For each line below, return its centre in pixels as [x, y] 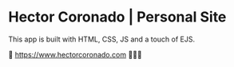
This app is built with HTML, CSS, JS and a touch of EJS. [102, 39]
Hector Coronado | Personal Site [117, 17]
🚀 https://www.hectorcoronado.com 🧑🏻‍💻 [75, 54]
